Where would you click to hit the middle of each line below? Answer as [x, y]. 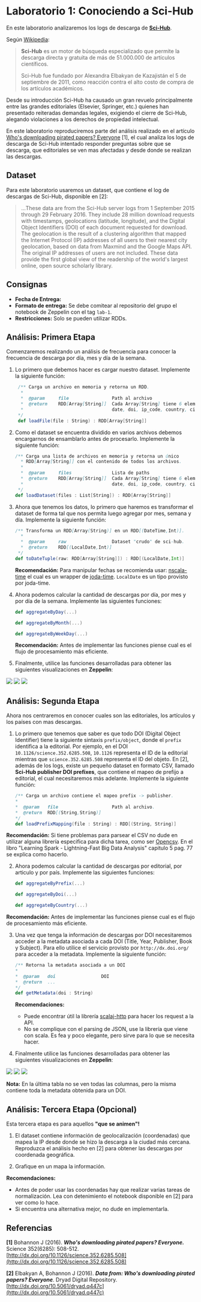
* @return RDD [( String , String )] [58, 812]
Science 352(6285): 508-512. [43, 1248]
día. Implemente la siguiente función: [61, 520]
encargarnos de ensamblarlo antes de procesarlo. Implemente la [95, 438]
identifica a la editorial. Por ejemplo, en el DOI [71, 746]
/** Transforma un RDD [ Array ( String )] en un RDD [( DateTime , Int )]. [100, 531]
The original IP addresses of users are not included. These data [99, 253]
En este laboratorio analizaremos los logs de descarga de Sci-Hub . [89, 28]
